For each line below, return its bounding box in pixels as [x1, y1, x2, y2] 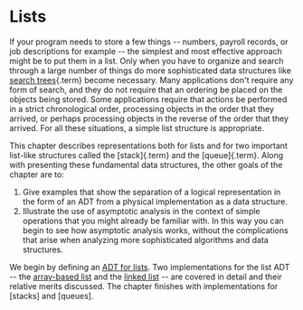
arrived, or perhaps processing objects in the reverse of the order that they [9, 113, 289, 124]
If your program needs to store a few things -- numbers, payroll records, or [9, 36, 289, 47]
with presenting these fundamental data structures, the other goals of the [9, 159, 283, 170]
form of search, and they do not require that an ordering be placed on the [9, 84, 283, 95]
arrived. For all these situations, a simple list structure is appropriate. [9, 122, 265, 133]
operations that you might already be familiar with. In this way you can [22, 215, 285, 226]
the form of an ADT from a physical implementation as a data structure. [22, 196, 288, 207]
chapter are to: [9, 169, 65, 180]
